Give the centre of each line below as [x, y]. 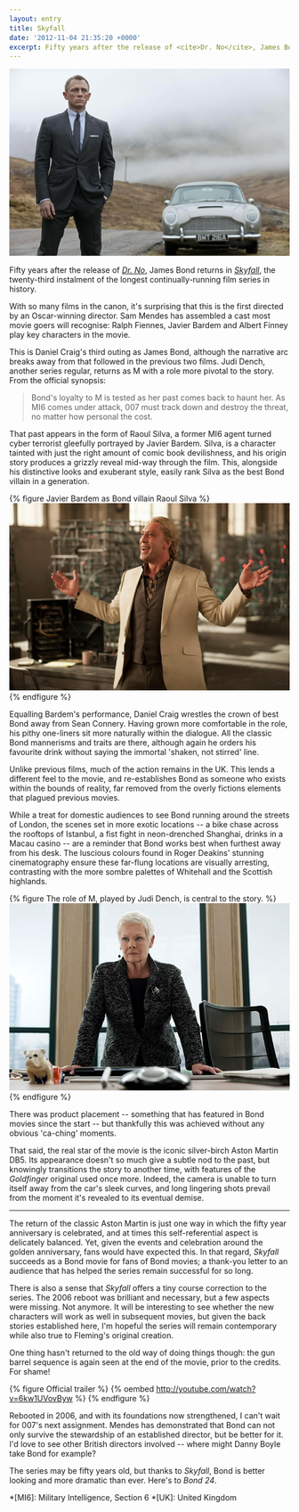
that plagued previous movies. [65, 798]
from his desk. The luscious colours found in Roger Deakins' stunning [137, 853]
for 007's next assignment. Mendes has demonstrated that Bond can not [142, 1426]
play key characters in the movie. [70, 335]
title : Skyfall [37, 28]
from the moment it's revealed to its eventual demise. [107, 1198]
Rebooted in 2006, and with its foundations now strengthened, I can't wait [145, 1416]
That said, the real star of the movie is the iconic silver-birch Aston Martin [144, 1151]
